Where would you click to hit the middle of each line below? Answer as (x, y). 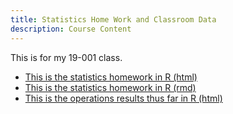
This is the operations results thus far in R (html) (123, 98)
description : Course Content (71, 29)
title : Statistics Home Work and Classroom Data (113, 19)
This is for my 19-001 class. (66, 57)
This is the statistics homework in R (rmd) (110, 87)
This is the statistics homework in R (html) (111, 77)
